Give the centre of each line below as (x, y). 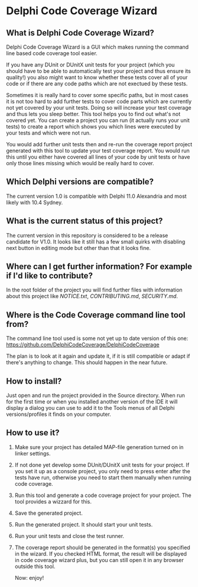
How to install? (34, 381)
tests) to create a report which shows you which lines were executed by (94, 126)
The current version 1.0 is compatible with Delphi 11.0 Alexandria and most (97, 196)
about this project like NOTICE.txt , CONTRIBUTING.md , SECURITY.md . (92, 296)
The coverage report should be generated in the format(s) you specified (102, 547)
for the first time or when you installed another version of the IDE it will (92, 402)
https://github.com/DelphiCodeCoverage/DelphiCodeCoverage (83, 345)
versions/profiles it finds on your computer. (59, 414)
